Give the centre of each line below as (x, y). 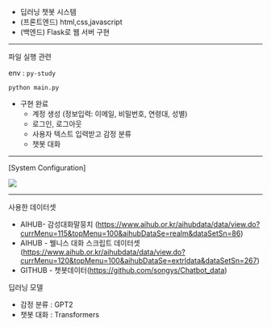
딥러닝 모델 (26, 287)
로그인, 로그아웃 (57, 124)
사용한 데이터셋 (32, 207)
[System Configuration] (47, 168)
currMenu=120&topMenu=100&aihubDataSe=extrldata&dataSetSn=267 (138, 260)
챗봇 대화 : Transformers (59, 314)
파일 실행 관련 (30, 57)
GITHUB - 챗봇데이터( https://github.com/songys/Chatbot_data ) (123, 270)
